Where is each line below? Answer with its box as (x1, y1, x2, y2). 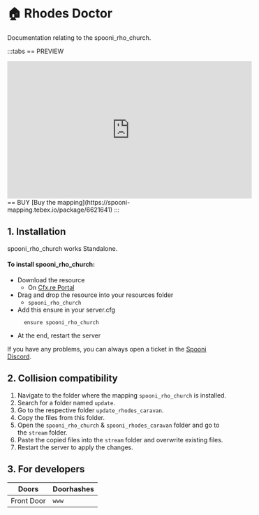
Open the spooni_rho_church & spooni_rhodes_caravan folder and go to (17, 421, 220, 429)
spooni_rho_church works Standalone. (7, 244, 118, 252)
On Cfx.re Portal (27, 283, 75, 291)
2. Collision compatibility (7, 372, 118, 384)
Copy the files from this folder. (17, 413, 105, 421)
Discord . (7, 352, 31, 361)
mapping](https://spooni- (57, 198, 131, 206)
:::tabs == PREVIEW (7, 47, 64, 55)
